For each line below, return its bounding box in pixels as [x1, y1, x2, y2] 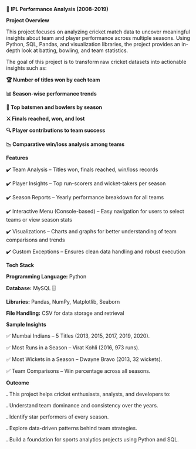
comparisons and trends [6, 236, 66, 243]
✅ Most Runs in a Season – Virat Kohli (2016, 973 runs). [6, 344, 140, 351]
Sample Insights [6, 321, 47, 328]
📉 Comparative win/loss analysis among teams [6, 141, 125, 148]
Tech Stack [6, 261, 34, 268]
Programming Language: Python [6, 273, 87, 280]
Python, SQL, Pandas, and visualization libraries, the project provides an [6, 41, 181, 47]
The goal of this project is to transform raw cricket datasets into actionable [6, 59, 187, 65]
